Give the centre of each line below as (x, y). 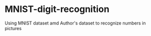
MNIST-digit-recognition (57, 9)
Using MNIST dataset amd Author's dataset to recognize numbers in (75, 23)
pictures (13, 28)
